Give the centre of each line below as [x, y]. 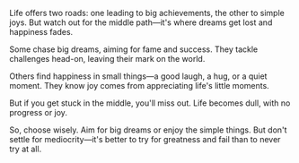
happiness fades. [41, 32]
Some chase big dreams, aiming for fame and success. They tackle [134, 49]
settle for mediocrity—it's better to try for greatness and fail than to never [145, 139]
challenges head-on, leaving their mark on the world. [107, 59]
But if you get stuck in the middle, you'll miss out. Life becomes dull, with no [150, 103]
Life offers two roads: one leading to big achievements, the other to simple [147, 13]
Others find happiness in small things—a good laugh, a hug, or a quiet [138, 76]
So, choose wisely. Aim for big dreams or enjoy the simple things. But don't [148, 130]
